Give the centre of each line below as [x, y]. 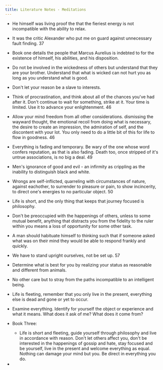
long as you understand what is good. [50, 78]
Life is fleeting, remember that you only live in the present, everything [82, 294]
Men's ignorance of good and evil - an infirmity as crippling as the [79, 166]
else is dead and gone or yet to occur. [50, 299]
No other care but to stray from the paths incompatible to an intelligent [83, 279]
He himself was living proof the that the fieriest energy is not [73, 23]
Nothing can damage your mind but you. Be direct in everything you [88, 353]
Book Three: [25, 323]
